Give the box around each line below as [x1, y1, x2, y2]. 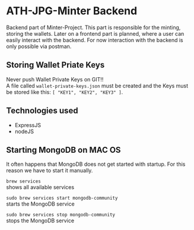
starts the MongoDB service [6, 200, 75, 207]
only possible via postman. [6, 43, 72, 50]
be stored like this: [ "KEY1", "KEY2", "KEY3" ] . [6, 88, 123, 96]
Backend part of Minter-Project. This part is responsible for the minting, [6, 24, 181, 31]
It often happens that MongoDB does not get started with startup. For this [6, 160, 186, 168]
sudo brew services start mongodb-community [6, 195, 118, 201]
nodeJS [14, 128, 34, 135]
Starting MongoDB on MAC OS [6, 144, 121, 155]
